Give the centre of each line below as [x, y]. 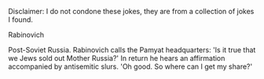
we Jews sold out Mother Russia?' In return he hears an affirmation [117, 58]
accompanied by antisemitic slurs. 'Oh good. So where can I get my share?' [130, 66]
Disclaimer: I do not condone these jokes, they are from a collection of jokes [131, 11]
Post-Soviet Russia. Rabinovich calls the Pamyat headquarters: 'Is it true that [132, 50]
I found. [21, 20]
